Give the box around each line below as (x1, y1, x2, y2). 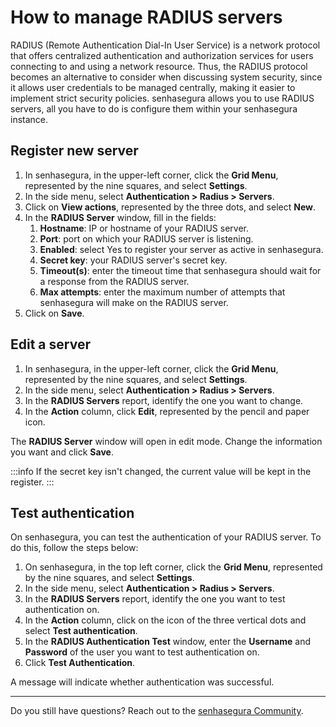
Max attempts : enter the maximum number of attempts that (39, 286, 286, 298)
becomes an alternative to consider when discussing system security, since (10, 71, 323, 83)
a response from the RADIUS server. (39, 275, 190, 287)
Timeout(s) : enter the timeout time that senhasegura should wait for (39, 264, 322, 276)
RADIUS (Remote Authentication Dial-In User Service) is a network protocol (10, 39, 321, 51)
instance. (10, 113, 49, 125)
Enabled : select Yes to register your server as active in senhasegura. (39, 243, 324, 255)
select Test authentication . (24, 625, 138, 637)
